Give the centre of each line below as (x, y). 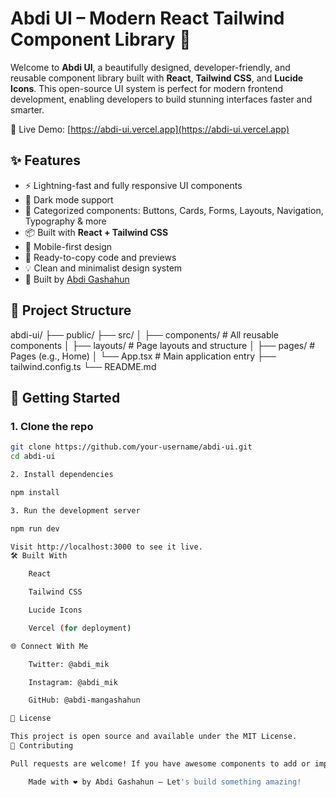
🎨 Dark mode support (69, 199)
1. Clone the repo (52, 426)
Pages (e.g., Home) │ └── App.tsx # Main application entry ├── (143, 356)
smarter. (27, 109)
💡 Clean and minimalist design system (103, 268)
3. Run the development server (75, 510)
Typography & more (65, 221)
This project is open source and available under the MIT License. (154, 737)
